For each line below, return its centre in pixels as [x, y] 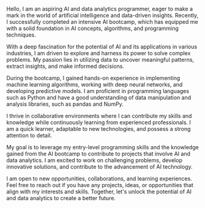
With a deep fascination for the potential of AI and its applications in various [102, 46]
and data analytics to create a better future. [61, 198]
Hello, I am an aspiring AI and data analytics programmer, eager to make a [100, 9]
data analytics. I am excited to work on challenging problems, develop [94, 160]
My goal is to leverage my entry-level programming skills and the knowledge [102, 147]
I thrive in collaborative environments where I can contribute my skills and [99, 116]
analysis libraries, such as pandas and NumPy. [65, 104]
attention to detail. [29, 135]
